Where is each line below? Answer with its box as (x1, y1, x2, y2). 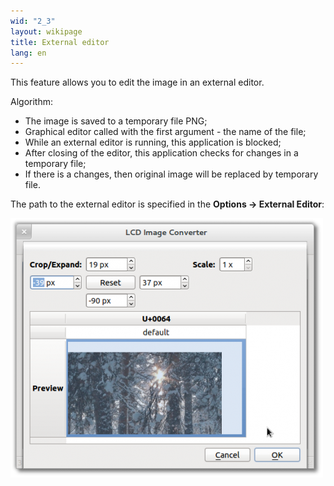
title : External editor (10, 37, 110, 47)
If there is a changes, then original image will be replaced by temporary (24, 168, 319, 180)
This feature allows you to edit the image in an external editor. (10, 76, 265, 89)
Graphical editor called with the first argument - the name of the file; (24, 126, 307, 138)
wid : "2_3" (10, 16, 56, 26)
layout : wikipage (10, 26, 83, 37)
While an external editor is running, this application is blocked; (24, 136, 282, 149)
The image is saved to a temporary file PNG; (24, 115, 208, 127)
